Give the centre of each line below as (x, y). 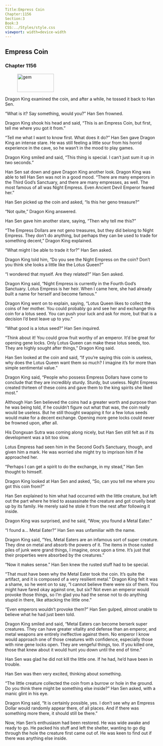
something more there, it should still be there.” (51, 713)
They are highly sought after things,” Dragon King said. (60, 348)
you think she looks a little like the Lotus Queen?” (54, 264)
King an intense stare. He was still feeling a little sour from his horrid (73, 143)
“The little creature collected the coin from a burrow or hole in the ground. (79, 683)
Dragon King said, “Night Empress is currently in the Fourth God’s (71, 283)
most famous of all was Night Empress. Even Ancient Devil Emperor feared (80, 187)
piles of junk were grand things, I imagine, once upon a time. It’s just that (78, 550)
